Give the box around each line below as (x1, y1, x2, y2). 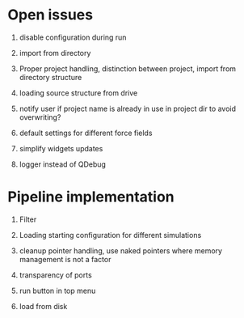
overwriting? (19, 112, 61, 122)
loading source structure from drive (19, 87, 138, 98)
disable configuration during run (19, 32, 127, 42)
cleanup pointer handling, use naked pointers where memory (19, 245, 223, 256)
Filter (19, 214, 37, 224)
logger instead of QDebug (19, 159, 107, 169)
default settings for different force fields (19, 128, 153, 138)
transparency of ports (19, 269, 92, 280)
